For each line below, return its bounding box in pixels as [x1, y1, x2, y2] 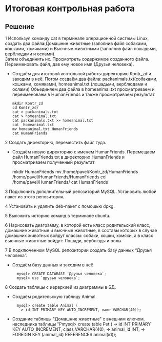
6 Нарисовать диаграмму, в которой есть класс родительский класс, [5, 222, 150, 228]
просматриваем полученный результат [12, 159, 95, 165]
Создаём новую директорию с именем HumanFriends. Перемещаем [12, 149, 156, 154]
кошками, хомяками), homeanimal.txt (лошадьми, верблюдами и [12, 81, 147, 87]
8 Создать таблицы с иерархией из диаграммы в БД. [5, 284, 116, 290]
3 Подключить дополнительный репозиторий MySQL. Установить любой [5, 189, 157, 194]
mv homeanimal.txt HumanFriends [12, 127, 78, 131]
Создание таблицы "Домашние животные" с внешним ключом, [12, 316, 145, 321]
